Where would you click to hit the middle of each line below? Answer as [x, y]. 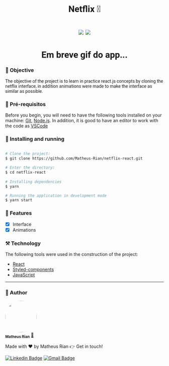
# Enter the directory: [30, 168]
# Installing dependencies [33, 182]
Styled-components [33, 270]
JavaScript [24, 275]
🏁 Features [19, 213]
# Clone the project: [28, 154]
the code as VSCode [27, 126]
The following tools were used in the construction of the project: [72, 254]
